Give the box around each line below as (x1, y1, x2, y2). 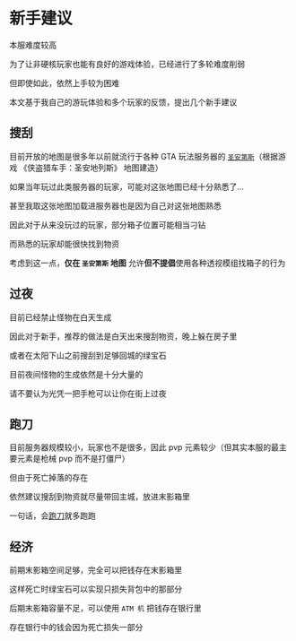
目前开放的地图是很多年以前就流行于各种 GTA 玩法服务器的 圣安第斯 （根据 (9, 151, 278, 161)
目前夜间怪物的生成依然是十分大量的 (9, 368, 144, 379)
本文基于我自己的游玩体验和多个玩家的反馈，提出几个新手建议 (9, 96, 238, 108)
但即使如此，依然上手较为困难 (9, 77, 119, 88)
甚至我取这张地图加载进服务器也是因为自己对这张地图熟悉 (9, 200, 222, 211)
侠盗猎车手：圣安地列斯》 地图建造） (26, 162, 163, 173)
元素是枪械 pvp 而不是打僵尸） (16, 454, 130, 464)
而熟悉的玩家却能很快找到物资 (9, 238, 119, 249)
